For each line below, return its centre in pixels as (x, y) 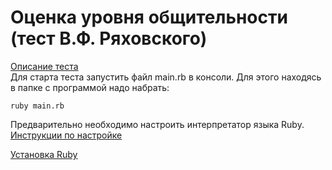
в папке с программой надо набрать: (90, 87)
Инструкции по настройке (66, 135)
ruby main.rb (37, 106)
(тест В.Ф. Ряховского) (109, 38)
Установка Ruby (44, 154)
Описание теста (44, 66)
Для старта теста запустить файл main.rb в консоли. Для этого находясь (166, 77)
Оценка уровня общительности (149, 17)
